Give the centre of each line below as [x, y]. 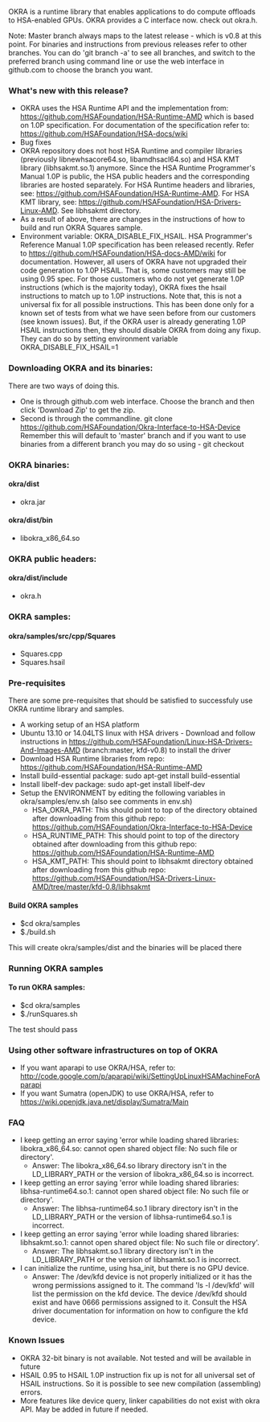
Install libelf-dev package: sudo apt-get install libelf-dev [112, 785]
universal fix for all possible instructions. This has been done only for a [137, 305]
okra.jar [33, 502]
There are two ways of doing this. [64, 386]
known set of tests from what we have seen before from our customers [138, 313]
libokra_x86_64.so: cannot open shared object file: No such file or [129, 1149]
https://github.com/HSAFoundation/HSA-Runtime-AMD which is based [137, 117]
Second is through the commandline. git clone [96, 418]
